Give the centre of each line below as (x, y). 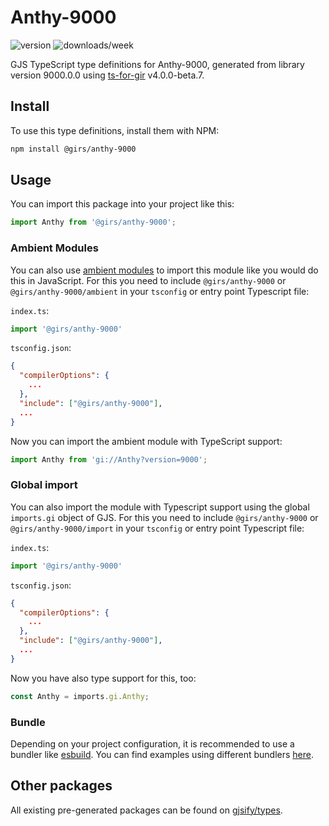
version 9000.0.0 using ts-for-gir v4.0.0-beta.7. (107, 75)
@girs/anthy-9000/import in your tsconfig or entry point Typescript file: (157, 528)
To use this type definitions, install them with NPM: (115, 130)
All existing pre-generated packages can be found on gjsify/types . (146, 810)
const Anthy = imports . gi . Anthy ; (80, 696)
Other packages (61, 786)
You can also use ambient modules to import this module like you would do (164, 270)
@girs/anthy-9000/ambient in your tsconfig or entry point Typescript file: (160, 291)
